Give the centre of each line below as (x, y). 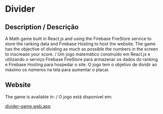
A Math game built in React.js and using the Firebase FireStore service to (78, 38)
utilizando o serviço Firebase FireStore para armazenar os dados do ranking (81, 59)
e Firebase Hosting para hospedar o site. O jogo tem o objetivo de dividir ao (81, 65)
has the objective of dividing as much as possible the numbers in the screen (82, 49)
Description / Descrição (42, 27)
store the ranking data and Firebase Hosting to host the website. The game (80, 44)
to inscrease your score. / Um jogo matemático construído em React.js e (78, 54)
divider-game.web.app (28, 106)
